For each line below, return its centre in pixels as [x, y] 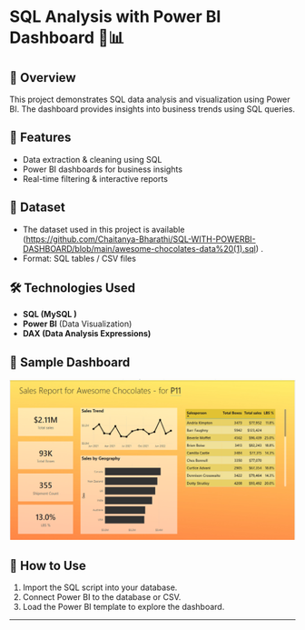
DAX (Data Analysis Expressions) [87, 334]
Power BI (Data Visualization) [77, 324]
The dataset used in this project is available [103, 229]
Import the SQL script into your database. [100, 587]
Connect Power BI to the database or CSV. [102, 597]
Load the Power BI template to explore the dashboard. [123, 607]
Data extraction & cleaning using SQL [92, 159]
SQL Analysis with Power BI [115, 17]
